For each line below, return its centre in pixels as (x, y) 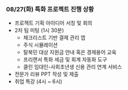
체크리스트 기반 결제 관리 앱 (54, 38)
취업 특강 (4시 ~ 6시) (38, 82)
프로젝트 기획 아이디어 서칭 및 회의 (53, 23)
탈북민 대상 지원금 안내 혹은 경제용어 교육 (70, 52)
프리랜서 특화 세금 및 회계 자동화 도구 (65, 60)
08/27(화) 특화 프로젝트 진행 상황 (50, 9)
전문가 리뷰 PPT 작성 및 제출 (47, 74)
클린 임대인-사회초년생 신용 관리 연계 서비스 (72, 67)
